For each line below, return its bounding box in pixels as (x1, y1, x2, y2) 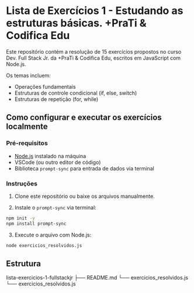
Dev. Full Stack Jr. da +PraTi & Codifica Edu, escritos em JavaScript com (6, 54, 181, 61)
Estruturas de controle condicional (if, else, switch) (14, 89, 137, 96)
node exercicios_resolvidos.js (6, 242, 82, 249)
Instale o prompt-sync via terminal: (14, 204, 96, 211)
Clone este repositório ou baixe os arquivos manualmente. (14, 193, 155, 200)
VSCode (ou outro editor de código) (14, 159, 101, 166)
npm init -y (6, 215, 35, 221)
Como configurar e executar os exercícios (6, 113, 162, 123)
